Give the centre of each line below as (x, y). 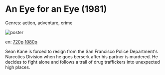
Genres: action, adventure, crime (39, 23)
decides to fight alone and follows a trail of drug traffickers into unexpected (83, 62)
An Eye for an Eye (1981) (56, 9)
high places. (18, 67)
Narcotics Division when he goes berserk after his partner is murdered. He (82, 56)
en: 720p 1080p (21, 42)
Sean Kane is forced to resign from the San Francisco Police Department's (82, 51)
